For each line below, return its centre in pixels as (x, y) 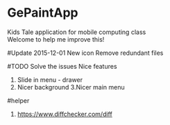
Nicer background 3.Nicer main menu (71, 87)
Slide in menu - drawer (50, 80)
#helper (18, 100)
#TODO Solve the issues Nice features (62, 66)
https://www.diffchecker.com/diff (65, 114)
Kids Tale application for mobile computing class (77, 32)
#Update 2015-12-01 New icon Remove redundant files (85, 53)
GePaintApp (43, 13)
